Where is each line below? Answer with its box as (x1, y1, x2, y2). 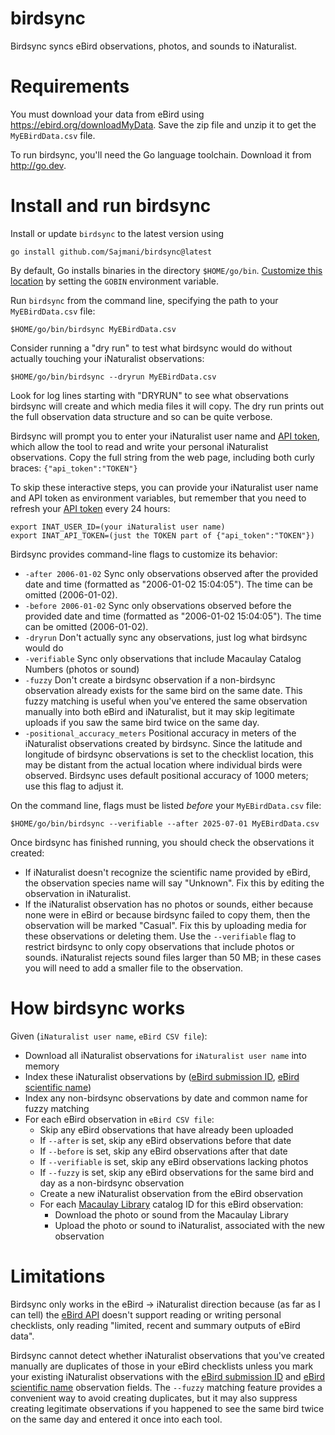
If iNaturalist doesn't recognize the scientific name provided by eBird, (24, 866, 311, 878)
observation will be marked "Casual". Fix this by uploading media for (24, 919, 307, 931)
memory (24, 1060, 60, 1072)
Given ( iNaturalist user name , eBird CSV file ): (10, 1030, 208, 1042)
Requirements (10, 75, 130, 98)
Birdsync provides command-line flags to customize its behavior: (10, 548, 278, 560)
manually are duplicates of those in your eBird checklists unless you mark (10, 1360, 314, 1372)
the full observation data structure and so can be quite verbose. (10, 410, 273, 422)
